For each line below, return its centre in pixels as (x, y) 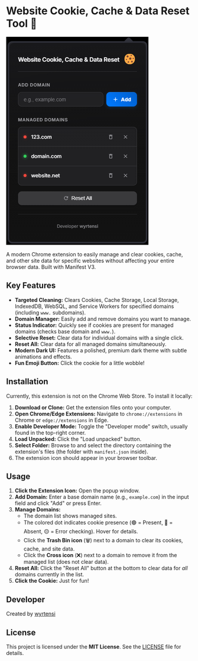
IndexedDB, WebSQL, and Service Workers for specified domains (94, 306)
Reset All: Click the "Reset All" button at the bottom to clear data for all (101, 568)
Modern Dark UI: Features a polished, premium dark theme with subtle (101, 350)
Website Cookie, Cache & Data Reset (98, 11)
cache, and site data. (49, 549)
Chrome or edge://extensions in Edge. (61, 420)
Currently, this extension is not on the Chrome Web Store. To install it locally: (99, 396)
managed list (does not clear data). (66, 562)
